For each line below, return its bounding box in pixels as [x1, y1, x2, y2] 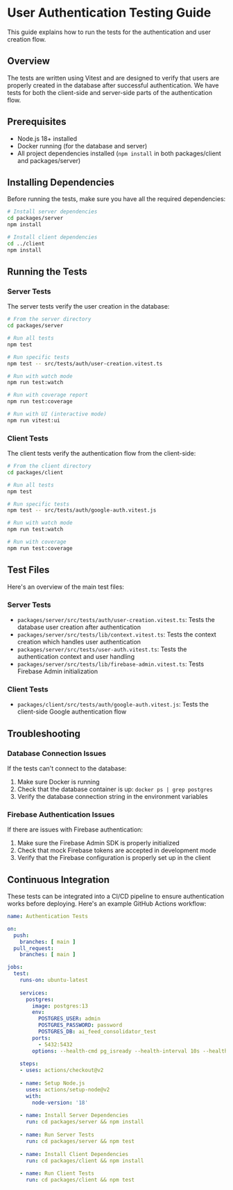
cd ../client [7, 240, 45, 247]
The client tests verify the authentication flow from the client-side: [7, 449, 196, 458]
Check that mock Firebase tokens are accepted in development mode [17, 846, 216, 854]
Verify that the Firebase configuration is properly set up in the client [17, 854, 212, 862]
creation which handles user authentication [17, 637, 141, 646]
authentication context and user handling [17, 652, 135, 660]
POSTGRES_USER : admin [37, 1015, 101, 1022]
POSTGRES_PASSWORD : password [37, 1021, 123, 1029]
